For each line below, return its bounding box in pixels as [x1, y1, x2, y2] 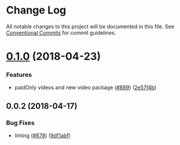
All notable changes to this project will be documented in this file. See [6, 23, 175, 30]
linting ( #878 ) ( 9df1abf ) [14, 132, 71, 139]
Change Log [6, 4, 66, 17]
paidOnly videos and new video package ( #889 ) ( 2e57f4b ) [14, 84, 157, 91]
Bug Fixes [6, 119, 35, 127]
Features [6, 71, 32, 79]
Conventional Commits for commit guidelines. [6, 29, 116, 36]
